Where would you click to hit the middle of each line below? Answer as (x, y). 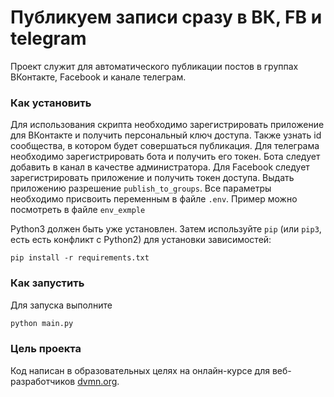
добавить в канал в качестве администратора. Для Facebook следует (160, 167)
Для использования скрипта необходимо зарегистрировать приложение (167, 125)
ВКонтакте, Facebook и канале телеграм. (98, 77)
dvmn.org (97, 381)
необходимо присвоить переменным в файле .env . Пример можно (154, 199)
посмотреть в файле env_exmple (78, 210)
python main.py (42, 323)
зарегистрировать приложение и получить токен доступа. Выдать (152, 178)
